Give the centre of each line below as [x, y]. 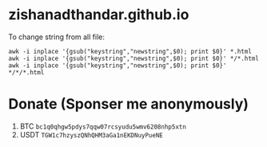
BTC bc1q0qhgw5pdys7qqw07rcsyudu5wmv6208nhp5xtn [103, 126]
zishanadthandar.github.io [99, 15]
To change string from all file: [57, 37]
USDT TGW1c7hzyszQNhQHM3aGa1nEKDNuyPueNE [92, 134]
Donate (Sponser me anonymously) [129, 104]
